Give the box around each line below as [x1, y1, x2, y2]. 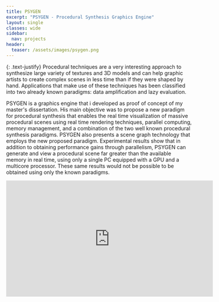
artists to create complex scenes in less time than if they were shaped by [6, 75, 184, 83]
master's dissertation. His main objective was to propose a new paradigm [6, 106, 185, 113]
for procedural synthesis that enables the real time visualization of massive [6, 112, 188, 119]
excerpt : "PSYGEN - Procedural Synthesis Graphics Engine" [6, 14, 155, 20]
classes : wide [6, 25, 41, 31]
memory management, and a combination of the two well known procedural [6, 124, 191, 132]
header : [6, 42, 25, 48]
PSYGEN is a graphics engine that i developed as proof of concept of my [6, 100, 183, 107]
